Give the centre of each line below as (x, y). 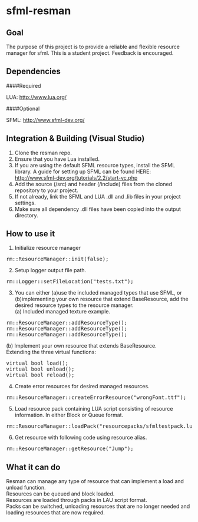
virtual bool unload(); (40, 369)
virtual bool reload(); (40, 375)
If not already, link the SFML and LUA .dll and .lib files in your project (98, 196)
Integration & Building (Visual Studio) (75, 139)
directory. (26, 215)
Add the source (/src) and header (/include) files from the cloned (93, 184)
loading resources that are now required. (55, 513)
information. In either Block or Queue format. (69, 415)
